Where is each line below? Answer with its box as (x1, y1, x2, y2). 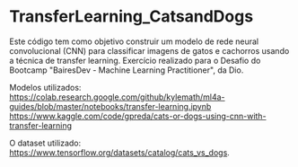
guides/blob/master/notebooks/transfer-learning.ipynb (9, 101, 212, 111)
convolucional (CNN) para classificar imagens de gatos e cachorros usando (9, 45, 290, 56)
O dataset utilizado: (9, 137, 82, 148)
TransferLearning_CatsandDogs (9, 6, 254, 27)
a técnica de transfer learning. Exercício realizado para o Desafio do (9, 55, 261, 66)
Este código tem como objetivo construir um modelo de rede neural (9, 36, 259, 47)
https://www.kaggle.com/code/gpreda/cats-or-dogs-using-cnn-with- (9, 110, 267, 121)
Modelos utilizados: (9, 82, 82, 92)
